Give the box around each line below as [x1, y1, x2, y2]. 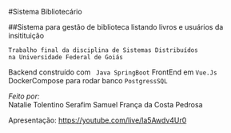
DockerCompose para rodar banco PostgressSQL [8, 76, 168, 85]
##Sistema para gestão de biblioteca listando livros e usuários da [8, 22, 224, 31]
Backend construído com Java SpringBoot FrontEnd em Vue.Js [8, 67, 217, 77]
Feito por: [8, 91, 40, 101]
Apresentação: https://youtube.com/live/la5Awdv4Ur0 [8, 115, 187, 125]
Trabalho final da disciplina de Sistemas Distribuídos [8, 46, 198, 54]
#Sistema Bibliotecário [8, 7, 82, 16]
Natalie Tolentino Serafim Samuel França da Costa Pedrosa [8, 100, 203, 109]
